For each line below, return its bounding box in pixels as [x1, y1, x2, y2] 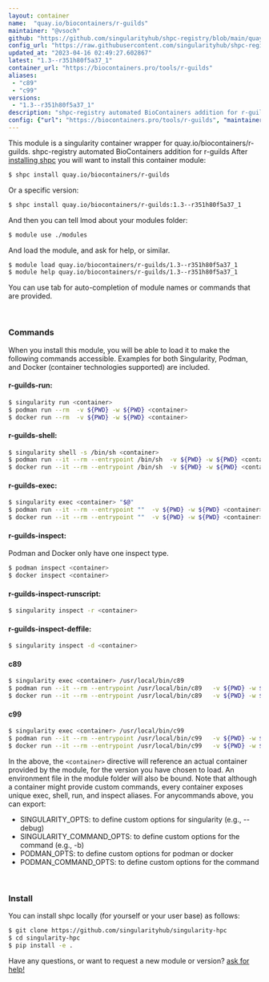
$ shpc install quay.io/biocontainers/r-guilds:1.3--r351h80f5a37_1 [8, 201, 242, 209]
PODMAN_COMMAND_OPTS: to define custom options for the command [19, 857, 259, 866]
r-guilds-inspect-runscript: [8, 589, 102, 599]
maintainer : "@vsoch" [8, 26, 81, 34]
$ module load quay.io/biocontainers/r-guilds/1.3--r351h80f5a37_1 [8, 261, 239, 269]
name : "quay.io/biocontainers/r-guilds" [8, 19, 149, 27]
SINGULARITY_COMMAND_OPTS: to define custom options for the [19, 831, 240, 841]
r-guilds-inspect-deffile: [8, 623, 92, 634]
